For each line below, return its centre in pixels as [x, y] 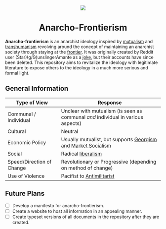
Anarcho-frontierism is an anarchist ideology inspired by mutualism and [79, 41]
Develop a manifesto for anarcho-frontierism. [58, 205]
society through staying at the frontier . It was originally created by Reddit [79, 52]
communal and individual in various [102, 117]
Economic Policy [27, 142]
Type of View [32, 103]
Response [110, 103]
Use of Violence [26, 176]
